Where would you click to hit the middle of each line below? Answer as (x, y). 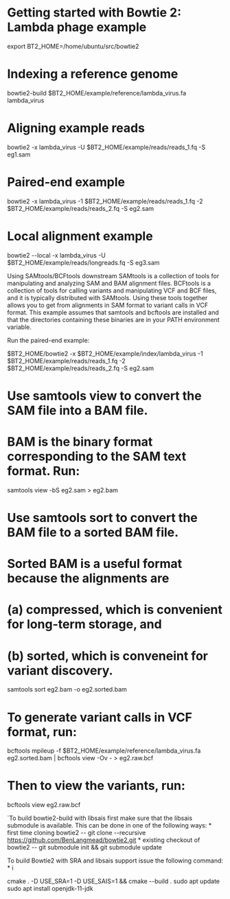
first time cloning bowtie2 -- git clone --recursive (77, 833)
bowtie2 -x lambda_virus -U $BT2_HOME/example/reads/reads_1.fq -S (106, 147)
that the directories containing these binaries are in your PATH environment (113, 319)
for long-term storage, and (85, 625)
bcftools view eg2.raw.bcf (44, 805)
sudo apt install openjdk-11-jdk (50, 889)
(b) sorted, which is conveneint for (107, 656)
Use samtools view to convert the (104, 396)
